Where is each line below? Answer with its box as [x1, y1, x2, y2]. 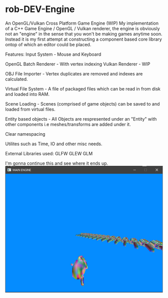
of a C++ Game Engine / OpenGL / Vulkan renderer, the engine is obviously [5, 25, 160, 31]
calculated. [5, 76, 28, 82]
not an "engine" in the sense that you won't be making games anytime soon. [5, 31, 162, 37]
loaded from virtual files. [5, 106, 56, 112]
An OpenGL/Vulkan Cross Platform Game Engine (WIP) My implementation [5, 20, 159, 26]
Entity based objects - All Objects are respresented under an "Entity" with [5, 116, 157, 122]
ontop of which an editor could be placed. [5, 41, 91, 47]
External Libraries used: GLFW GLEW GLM [5, 150, 93, 156]
